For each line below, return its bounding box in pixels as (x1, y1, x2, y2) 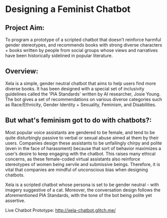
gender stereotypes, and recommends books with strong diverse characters (5, 42, 162, 48)
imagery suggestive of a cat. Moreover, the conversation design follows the (5, 186, 161, 193)
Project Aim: (5, 23, 45, 32)
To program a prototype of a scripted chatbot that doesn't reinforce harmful (5, 36, 161, 42)
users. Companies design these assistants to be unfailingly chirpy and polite (5, 140, 162, 146)
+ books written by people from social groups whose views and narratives (5, 47, 158, 53)
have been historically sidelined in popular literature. (5, 52, 113, 58)
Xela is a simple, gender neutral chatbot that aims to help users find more (5, 80, 156, 86)
